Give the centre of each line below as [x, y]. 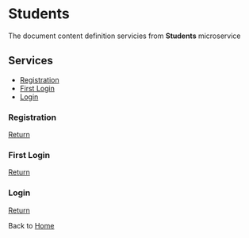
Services [31, 61]
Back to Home [31, 225]
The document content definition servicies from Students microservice [125, 36]
